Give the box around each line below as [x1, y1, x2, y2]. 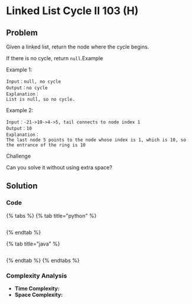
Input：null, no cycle [6, 79, 61, 84]
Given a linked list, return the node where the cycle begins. [6, 43, 149, 50]
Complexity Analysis [6, 272, 67, 280]
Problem [6, 28, 38, 38]
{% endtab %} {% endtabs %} [6, 257, 80, 264]
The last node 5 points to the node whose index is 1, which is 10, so [6, 137, 186, 143]
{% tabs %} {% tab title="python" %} [6, 212, 97, 219]
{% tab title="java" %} [6, 240, 60, 247]
